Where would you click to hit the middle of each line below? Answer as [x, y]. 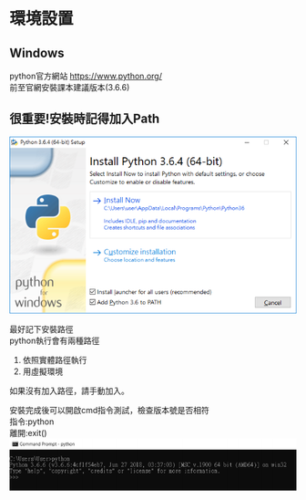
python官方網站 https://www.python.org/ [86, 76]
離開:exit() [28, 433]
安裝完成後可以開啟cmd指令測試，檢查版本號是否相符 [109, 411]
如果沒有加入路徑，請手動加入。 [69, 391]
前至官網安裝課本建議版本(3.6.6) [70, 87]
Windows [37, 52]
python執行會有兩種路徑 [55, 341]
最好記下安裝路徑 [41, 329]
